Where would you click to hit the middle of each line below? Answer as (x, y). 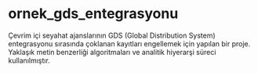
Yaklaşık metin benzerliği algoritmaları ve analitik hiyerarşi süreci (112, 52)
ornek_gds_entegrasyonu (93, 14)
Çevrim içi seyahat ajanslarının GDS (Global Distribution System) (112, 35)
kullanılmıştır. (29, 60)
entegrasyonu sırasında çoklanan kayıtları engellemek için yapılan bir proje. (129, 43)
